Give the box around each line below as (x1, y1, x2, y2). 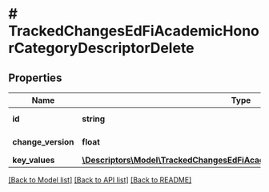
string (82, 113, 106, 125)
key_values (12, 154, 55, 165)
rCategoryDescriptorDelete (8, 39, 195, 57)
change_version (12, 137, 74, 147)
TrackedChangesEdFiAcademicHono (8, 22, 260, 40)
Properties (8, 71, 62, 84)
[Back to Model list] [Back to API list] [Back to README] (8, 175, 192, 185)
